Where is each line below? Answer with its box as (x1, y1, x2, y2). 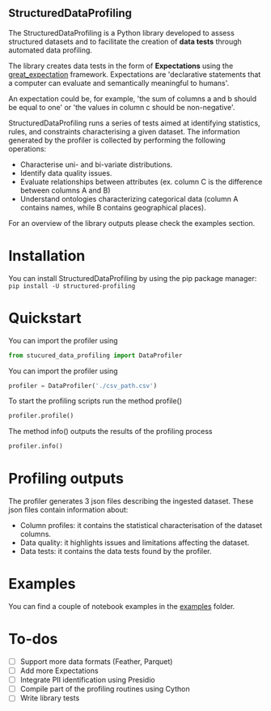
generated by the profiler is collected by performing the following (8, 135, 227, 145)
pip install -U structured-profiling (8, 282, 136, 290)
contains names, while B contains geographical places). (19, 202, 206, 212)
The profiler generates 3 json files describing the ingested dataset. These (8, 496, 254, 506)
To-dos (8, 630, 58, 649)
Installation (8, 247, 86, 265)
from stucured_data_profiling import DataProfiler (8, 351, 183, 360)
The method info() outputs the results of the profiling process (8, 427, 213, 436)
